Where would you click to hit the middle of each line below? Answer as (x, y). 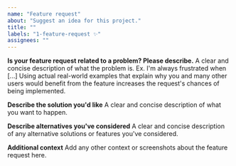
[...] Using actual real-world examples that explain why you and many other (117, 76)
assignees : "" (28, 41)
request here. (27, 155)
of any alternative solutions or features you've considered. (93, 134)
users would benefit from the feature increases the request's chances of (114, 83)
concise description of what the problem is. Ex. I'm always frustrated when (117, 68)
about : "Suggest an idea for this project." (74, 21)
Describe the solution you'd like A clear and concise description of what (114, 105)
